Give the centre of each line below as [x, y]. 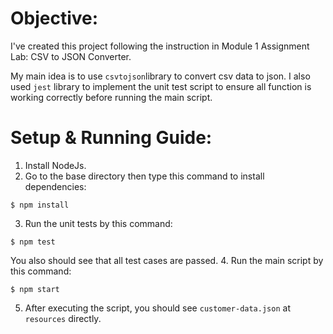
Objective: [54, 18]
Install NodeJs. [55, 165]
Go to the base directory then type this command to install [144, 176]
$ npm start [35, 289]
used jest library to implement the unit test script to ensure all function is [161, 86]
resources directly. [63, 318]
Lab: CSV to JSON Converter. [71, 56]
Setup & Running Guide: [111, 138]
